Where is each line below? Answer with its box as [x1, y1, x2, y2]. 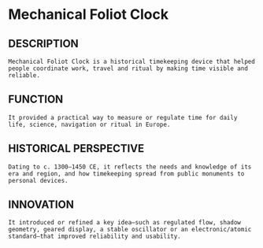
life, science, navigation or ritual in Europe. [8, 120, 171, 128]
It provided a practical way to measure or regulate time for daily [8, 113, 238, 121]
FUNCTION [8, 93, 64, 106]
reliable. [8, 72, 41, 80]
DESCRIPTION [8, 37, 79, 50]
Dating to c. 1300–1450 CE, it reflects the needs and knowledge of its [8, 163, 252, 171]
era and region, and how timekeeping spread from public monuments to [8, 169, 245, 178]
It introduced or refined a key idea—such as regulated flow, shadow [8, 219, 242, 227]
